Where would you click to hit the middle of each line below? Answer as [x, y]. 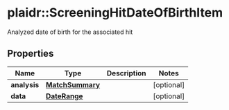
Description [126, 73]
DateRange [64, 96]
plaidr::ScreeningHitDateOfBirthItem [115, 13]
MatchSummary [73, 84]
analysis [25, 84]
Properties [31, 54]
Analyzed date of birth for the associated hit [70, 32]
